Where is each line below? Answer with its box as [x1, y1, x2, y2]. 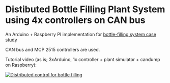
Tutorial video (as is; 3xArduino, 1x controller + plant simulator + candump [5, 56, 160, 62]
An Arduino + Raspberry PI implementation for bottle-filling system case [5, 31, 157, 37]
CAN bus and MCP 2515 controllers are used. [5, 46, 100, 52]
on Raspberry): [5, 62, 37, 68]
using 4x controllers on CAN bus [5, 14, 146, 26]
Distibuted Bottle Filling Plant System [5, 4, 165, 15]
